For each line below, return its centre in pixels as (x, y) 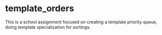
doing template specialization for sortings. (48, 27)
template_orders (40, 9)
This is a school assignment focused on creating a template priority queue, (81, 22)
